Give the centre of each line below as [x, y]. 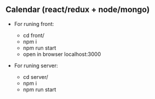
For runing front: [34, 24]
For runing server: [36, 65]
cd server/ [35, 77]
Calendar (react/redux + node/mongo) [78, 10]
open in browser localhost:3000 [62, 54]
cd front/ [34, 35]
